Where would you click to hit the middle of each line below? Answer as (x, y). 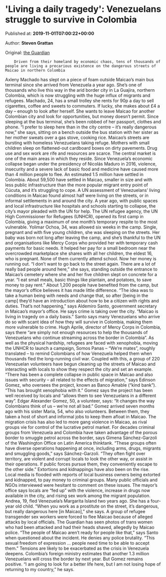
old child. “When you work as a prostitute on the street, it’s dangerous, (87, 506)
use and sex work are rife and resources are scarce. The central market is (81, 153)
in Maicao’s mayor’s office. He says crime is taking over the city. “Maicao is (82, 311)
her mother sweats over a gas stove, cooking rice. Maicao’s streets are (77, 137)
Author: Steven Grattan (29, 43)
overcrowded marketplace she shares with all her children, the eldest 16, (79, 253)
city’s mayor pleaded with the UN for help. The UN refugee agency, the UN (82, 211)
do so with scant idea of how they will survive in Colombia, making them (79, 322)
